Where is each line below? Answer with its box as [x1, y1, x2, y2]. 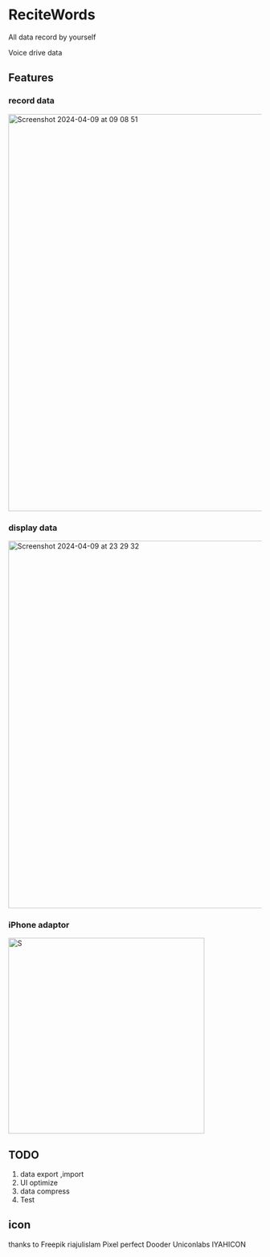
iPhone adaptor [8, 919, 70, 930]
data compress [19, 1186, 70, 1196]
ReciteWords [8, 6, 96, 24]
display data [8, 522, 58, 533]
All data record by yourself [8, 32, 96, 42]
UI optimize [19, 1178, 59, 1188]
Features [8, 71, 54, 85]
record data [8, 95, 55, 106]
